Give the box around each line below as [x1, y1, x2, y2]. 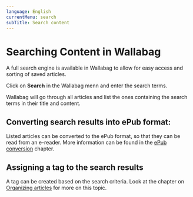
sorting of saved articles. [6, 71, 66, 78]
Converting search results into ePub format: [6, 117, 171, 127]
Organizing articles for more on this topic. [6, 184, 107, 191]
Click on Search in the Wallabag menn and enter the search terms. [6, 82, 168, 89]
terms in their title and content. [6, 100, 81, 107]
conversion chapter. [6, 145, 55, 152]
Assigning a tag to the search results [6, 162, 144, 172]
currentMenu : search [6, 14, 57, 20]
